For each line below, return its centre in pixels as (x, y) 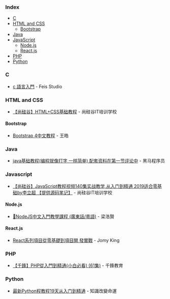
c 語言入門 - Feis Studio (37, 86)
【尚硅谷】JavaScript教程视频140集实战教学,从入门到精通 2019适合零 (85, 186)
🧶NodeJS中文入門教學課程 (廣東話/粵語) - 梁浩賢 (63, 216)
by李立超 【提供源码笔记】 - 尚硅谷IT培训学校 (65, 193)
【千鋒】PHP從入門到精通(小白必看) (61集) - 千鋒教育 (68, 265)
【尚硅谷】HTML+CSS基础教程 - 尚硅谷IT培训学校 (65, 112)
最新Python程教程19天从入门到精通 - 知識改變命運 (65, 291)
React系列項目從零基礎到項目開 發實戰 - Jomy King (66, 240)
